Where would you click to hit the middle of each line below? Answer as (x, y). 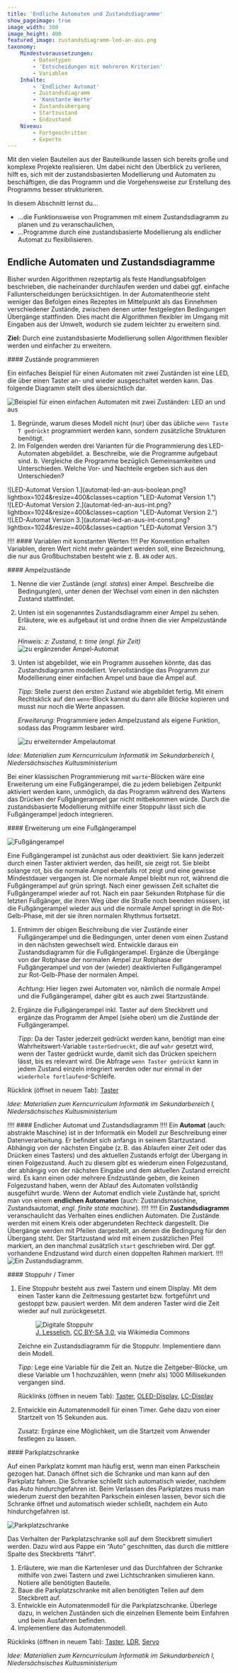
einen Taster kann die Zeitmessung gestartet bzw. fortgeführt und (114, 1296)
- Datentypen (52, 60)
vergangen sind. (41, 1382)
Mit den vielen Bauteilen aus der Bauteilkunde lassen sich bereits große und (118, 160)
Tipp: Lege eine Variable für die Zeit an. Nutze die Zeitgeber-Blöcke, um (123, 1367)
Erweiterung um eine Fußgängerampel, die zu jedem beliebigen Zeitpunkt (114, 784)
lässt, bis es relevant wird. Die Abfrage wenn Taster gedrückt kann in (118, 1061)
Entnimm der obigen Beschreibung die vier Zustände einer (103, 929)
